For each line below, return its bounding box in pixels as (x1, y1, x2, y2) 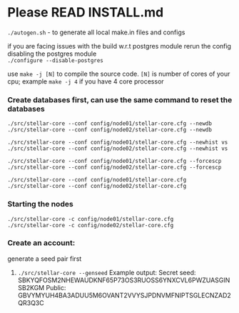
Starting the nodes (7, 199, 73, 209)
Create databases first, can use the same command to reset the (7, 94, 233, 104)
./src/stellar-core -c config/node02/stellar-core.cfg (7, 222, 174, 229)
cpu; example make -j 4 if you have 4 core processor (7, 76, 164, 86)
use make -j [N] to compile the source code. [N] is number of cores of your (7, 69, 230, 78)
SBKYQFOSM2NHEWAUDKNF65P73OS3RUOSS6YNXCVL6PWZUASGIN (17, 276, 230, 284)
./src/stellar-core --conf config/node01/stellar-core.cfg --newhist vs (7, 139, 228, 146)
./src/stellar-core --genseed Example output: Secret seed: (17, 268, 196, 277)
